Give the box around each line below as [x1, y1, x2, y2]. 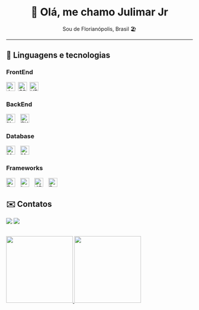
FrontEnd [6, 68, 34, 76]
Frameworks [6, 164, 43, 172]
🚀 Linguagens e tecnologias [6, 50, 111, 60]
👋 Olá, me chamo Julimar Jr [30, 5, 169, 19]
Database [6, 132, 34, 140]
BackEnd [6, 100, 33, 108]
